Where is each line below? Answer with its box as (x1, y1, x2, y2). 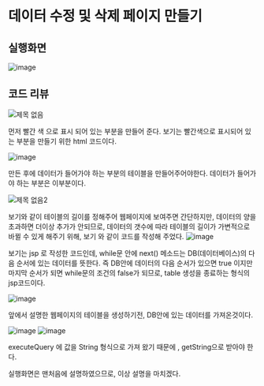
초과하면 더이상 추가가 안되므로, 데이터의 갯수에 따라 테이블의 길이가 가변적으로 (8, 222, 251, 231)
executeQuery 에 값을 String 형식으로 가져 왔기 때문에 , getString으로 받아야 (8, 342, 246, 351)
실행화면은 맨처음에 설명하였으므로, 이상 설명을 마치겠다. (8, 369, 181, 378)
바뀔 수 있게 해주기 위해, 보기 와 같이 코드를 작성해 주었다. (8, 231, 184, 241)
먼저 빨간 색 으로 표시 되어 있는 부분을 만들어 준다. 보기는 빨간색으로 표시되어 (8, 126, 244, 136)
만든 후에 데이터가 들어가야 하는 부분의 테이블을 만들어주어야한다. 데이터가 (8, 168, 236, 178)
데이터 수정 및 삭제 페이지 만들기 (8, 7, 203, 25)
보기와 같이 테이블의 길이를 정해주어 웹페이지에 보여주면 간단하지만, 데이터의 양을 (8, 212, 257, 221)
